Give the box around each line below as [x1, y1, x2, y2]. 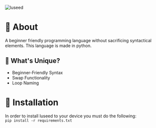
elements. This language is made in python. [5, 43, 92, 48]
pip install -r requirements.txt [5, 118, 72, 123]
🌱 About [5, 22, 38, 32]
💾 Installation [5, 97, 59, 108]
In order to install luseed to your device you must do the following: [5, 113, 137, 119]
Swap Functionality [12, 75, 50, 80]
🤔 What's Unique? [5, 57, 60, 65]
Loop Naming [12, 80, 39, 86]
